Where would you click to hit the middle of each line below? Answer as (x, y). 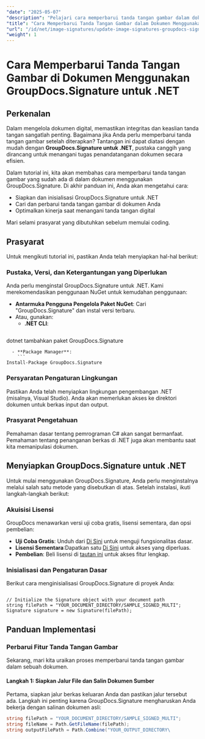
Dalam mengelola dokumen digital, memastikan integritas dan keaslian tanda (103, 129)
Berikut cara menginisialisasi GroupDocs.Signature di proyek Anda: (91, 583)
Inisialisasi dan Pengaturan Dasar (57, 570)
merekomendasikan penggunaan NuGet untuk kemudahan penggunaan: (97, 292)
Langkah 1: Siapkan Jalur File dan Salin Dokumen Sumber (80, 681)
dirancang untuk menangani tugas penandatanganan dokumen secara (95, 154)
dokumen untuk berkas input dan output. (58, 404)
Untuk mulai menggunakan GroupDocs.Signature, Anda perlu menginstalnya (102, 481)
